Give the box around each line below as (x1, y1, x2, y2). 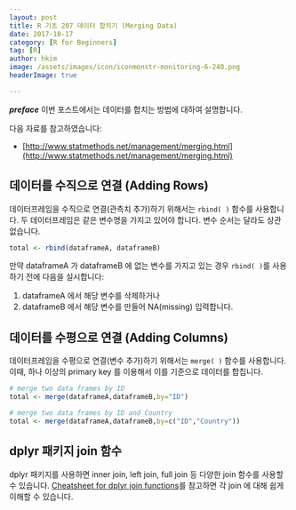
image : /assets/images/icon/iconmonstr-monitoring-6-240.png (9, 63, 241, 72)
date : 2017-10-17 (9, 29, 74, 38)
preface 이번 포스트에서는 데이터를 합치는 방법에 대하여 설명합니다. (9, 104, 243, 115)
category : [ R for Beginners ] (9, 37, 117, 47)
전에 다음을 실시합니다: (25, 272, 105, 283)
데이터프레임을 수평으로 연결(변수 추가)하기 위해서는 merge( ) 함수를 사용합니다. (9, 355, 287, 366)
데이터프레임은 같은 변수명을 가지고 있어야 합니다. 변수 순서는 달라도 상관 (29, 214, 282, 225)
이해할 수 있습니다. (9, 490, 74, 502)
